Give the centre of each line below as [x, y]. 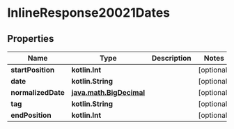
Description [172, 58]
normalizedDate [38, 92]
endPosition [31, 115]
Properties [31, 39]
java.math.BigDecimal [108, 92]
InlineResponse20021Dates [89, 13]
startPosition [33, 70]
